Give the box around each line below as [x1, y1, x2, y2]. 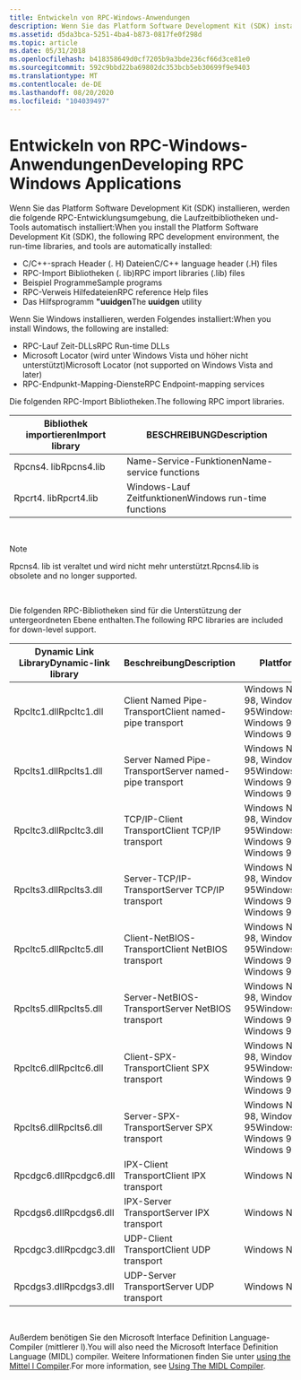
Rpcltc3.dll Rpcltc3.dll [13, 824, 104, 837]
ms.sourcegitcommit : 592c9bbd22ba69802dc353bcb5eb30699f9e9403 [9, 64, 251, 73]
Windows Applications [9, 173, 182, 194]
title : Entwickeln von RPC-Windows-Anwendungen [9, 13, 191, 22]
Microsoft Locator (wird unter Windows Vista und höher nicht [21, 351, 249, 361]
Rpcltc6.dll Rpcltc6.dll [13, 1062, 104, 1074]
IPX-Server [124, 1195, 172, 1208]
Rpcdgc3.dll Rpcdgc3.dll [13, 1244, 116, 1256]
